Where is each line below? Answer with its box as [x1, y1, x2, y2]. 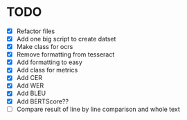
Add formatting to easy [16, 58, 82, 66]
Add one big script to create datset [16, 35, 116, 43]
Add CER [16, 74, 43, 82]
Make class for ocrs [16, 43, 73, 51]
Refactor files [16, 27, 55, 35]
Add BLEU [16, 89, 46, 97]
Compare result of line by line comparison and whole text [16, 105, 181, 113]
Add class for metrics [16, 66, 78, 74]
